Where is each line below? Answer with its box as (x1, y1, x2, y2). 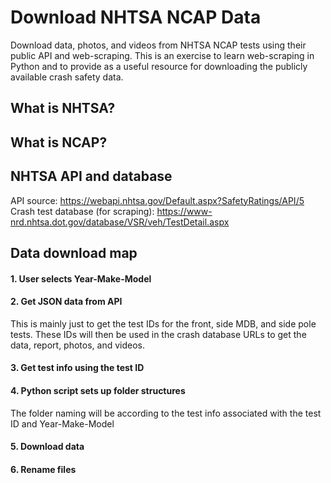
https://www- (156, 205, 213, 217)
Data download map (10, 244, 138, 261)
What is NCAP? (10, 134, 108, 151)
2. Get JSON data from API (10, 296, 123, 308)
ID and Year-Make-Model (10, 417, 115, 430)
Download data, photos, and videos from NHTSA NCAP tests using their (10, 39, 307, 51)
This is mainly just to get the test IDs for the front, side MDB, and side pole (10, 317, 317, 330)
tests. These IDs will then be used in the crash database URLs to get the (10, 328, 307, 340)
